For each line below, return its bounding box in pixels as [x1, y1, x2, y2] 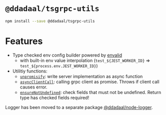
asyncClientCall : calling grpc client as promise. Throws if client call [19, 78, 159, 84]
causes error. [19, 84, 47, 90]
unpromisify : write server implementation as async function [19, 73, 143, 79]
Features [5, 35, 43, 46]
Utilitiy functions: [12, 68, 47, 74]
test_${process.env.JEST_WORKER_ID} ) [19, 62, 98, 68]
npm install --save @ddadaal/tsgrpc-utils [5, 18, 95, 23]
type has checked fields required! [19, 94, 89, 100]
